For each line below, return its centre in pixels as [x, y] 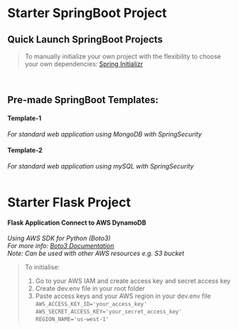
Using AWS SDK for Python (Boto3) [59, 238]
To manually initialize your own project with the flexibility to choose [123, 56]
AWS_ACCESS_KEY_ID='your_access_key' [91, 304]
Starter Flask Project [69, 202]
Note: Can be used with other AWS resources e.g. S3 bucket [96, 253]
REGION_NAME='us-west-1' [72, 319]
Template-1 [25, 118]
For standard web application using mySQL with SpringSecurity [101, 166]
